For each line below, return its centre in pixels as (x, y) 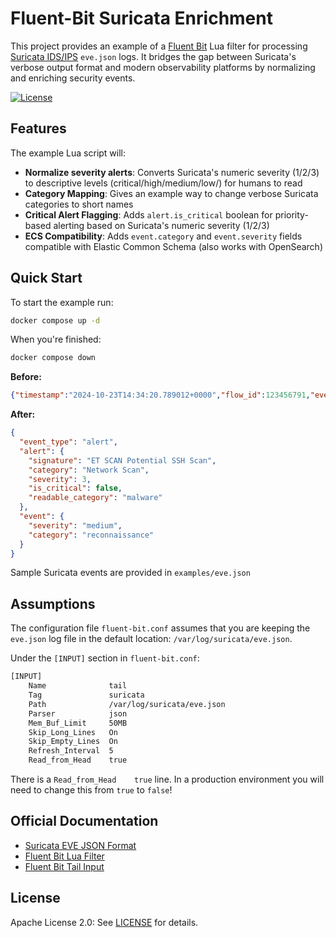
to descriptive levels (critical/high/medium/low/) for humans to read (163, 183)
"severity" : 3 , (60, 479)
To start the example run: (62, 302)
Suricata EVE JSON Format (80, 845)
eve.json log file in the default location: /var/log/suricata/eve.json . (151, 639)
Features (38, 128)
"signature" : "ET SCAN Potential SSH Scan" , (122, 460)
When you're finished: (56, 339)
